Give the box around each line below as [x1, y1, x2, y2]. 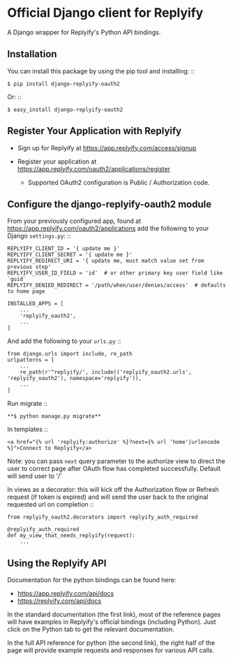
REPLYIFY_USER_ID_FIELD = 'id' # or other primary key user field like [7, 270, 223, 277]
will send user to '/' [7, 472, 63, 480]
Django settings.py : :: [7, 232, 71, 240]
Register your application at [17, 157, 97, 166]
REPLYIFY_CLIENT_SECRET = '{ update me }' [7, 252, 133, 259]
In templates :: [7, 425, 48, 434]
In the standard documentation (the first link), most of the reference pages [7, 610, 221, 619]
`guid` [7, 276, 27, 283]
